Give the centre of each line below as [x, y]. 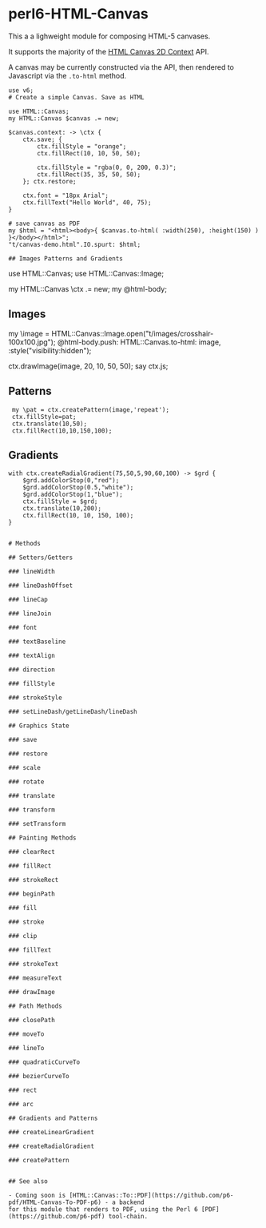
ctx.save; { [42, 139]
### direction [32, 670]
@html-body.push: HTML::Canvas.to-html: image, [139, 342]
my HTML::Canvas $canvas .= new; [64, 118]
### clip [23, 936]
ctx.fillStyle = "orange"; [82, 146]
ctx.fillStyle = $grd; [60, 501]
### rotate [26, 782]
